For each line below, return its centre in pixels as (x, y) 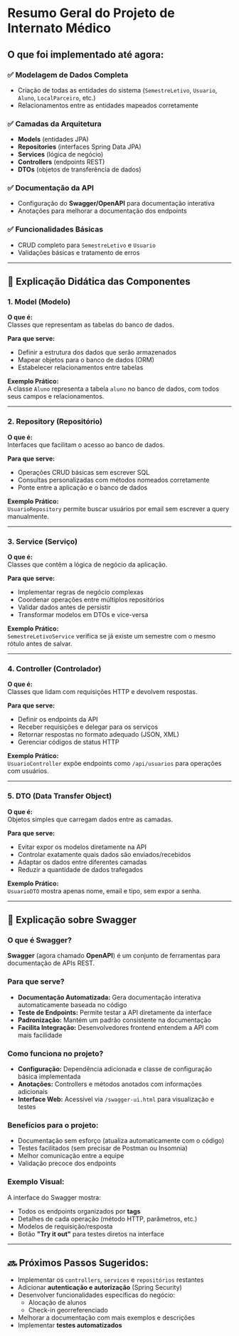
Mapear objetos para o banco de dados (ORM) (86, 360)
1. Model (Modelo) (39, 302)
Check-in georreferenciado (68, 1310)
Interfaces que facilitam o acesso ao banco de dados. (86, 445)
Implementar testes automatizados (70, 1325)
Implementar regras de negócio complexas (80, 592)
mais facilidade (40, 1035)
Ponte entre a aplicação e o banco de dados (83, 487)
